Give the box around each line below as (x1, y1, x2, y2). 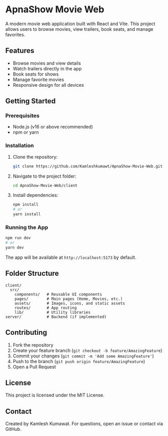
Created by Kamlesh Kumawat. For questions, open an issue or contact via (5, 421, 163, 427)
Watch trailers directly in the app (12, 65, 82, 71)
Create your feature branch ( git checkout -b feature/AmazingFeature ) (12, 347, 163, 353)
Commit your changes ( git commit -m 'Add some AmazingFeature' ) (12, 353, 154, 359)
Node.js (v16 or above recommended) (12, 124, 94, 130)
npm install (12, 202, 39, 207)
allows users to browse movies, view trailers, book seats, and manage (5, 26, 154, 32)
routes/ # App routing (14, 305, 77, 310)
